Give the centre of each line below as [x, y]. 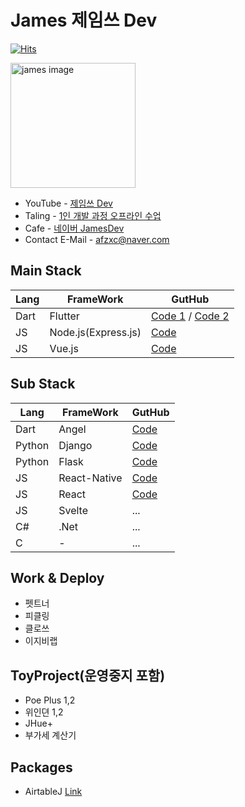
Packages [41, 767]
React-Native [90, 478]
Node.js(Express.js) [95, 332]
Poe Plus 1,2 [50, 700]
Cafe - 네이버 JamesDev [74, 228]
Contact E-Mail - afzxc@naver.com [97, 239]
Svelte [73, 510]
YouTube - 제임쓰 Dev [68, 203]
